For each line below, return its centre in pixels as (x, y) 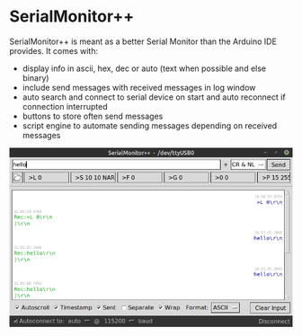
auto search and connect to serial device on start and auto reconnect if (154, 97)
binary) (36, 77)
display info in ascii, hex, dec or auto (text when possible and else (144, 68)
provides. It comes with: (54, 50)
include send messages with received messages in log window (139, 87)
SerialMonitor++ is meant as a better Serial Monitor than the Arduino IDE (143, 41)
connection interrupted (65, 106)
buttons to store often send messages (93, 116)
